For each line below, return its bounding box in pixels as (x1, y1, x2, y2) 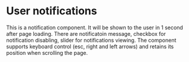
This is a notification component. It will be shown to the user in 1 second (6, 24, 184, 31)
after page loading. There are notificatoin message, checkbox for (6, 30, 166, 37)
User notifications (6, 4, 97, 18)
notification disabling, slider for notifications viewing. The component (6, 36, 176, 44)
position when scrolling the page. (6, 49, 88, 56)
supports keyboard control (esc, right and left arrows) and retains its (6, 43, 174, 50)
